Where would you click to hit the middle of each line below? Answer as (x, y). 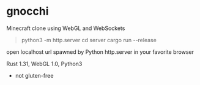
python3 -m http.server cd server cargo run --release (89, 40)
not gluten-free (34, 75)
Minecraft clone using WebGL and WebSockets (66, 28)
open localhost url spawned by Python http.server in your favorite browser (100, 52)
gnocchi (28, 11)
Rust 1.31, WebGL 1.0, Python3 (44, 64)
